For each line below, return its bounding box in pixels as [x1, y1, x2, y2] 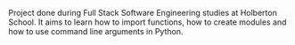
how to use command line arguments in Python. [8, 26, 184, 36]
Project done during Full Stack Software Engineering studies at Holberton [8, 8, 277, 18]
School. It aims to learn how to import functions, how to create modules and [8, 17, 287, 27]
